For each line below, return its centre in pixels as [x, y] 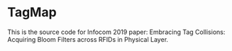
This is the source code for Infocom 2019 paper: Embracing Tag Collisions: [116, 32]
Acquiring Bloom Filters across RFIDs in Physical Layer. [88, 39]
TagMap [32, 12]
